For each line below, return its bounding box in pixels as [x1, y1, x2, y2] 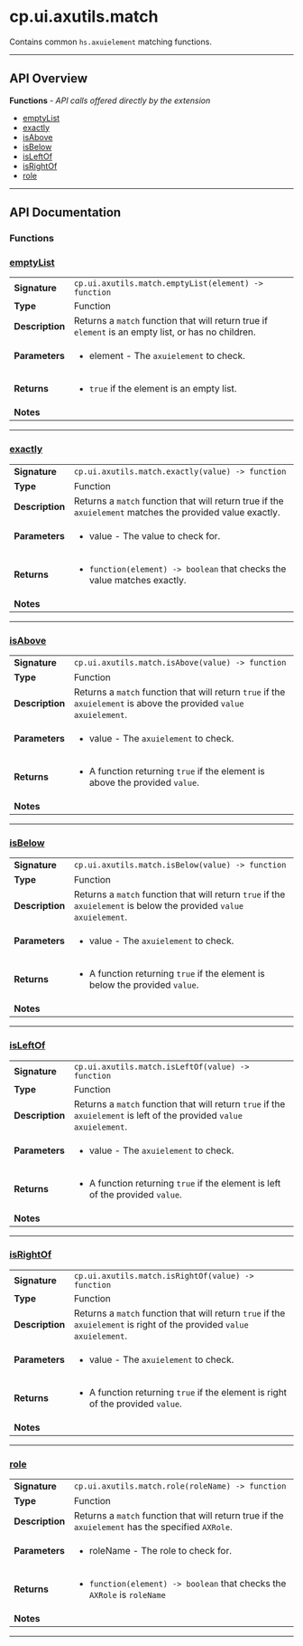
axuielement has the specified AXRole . [73, 1521, 233, 1534]
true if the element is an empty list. [88, 383, 237, 395]
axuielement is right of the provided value [73, 1318, 250, 1330]
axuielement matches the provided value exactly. [73, 506, 280, 518]
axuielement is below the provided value [73, 900, 244, 913]
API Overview [9, 71, 88, 87]
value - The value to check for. [88, 529, 221, 542]
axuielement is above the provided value [73, 696, 244, 709]
